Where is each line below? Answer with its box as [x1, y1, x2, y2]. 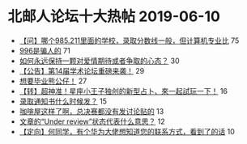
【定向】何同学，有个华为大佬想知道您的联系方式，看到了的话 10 [19, 126, 236, 136]
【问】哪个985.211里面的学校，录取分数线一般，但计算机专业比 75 [19, 36, 240, 45]
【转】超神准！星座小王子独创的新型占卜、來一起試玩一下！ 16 [19, 86, 228, 95]
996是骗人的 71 [19, 45, 70, 55]
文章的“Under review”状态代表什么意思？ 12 [19, 116, 165, 126]
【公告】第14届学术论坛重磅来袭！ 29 [19, 66, 145, 75]
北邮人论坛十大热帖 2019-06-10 [7, 7, 220, 26]
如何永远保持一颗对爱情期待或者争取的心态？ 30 [19, 56, 180, 66]
